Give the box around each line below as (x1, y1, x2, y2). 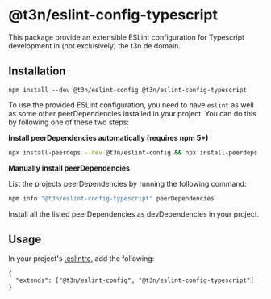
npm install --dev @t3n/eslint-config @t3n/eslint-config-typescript (8, 86, 248, 94)
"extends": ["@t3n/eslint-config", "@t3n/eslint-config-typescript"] (15, 276, 254, 284)
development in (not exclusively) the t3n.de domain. (8, 40, 181, 50)
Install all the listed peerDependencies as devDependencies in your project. (8, 208, 260, 219)
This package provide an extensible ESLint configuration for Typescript (8, 32, 244, 42)
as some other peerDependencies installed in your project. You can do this (8, 108, 256, 118)
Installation (8, 65, 66, 78)
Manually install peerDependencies (8, 163, 131, 173)
